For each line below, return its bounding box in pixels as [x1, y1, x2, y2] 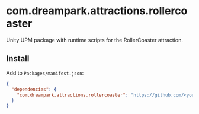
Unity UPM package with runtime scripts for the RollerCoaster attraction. [6, 36, 184, 43]
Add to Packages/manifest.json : [6, 69, 84, 77]
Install [6, 53, 30, 64]
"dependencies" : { [11, 86, 57, 93]
